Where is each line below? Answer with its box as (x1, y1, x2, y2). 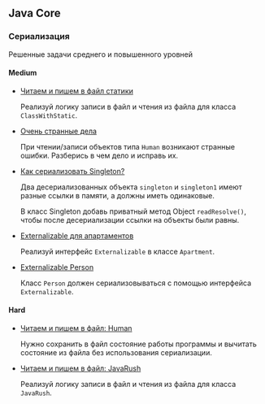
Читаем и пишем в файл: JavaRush (20, 363, 141, 373)
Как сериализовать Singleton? (20, 166, 125, 176)
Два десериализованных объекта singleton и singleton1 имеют (20, 182, 242, 192)
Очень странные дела (20, 126, 98, 136)
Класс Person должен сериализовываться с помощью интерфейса (20, 278, 252, 288)
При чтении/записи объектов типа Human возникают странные (20, 141, 236, 151)
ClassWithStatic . (20, 110, 78, 120)
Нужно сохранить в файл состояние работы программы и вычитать (20, 339, 258, 349)
